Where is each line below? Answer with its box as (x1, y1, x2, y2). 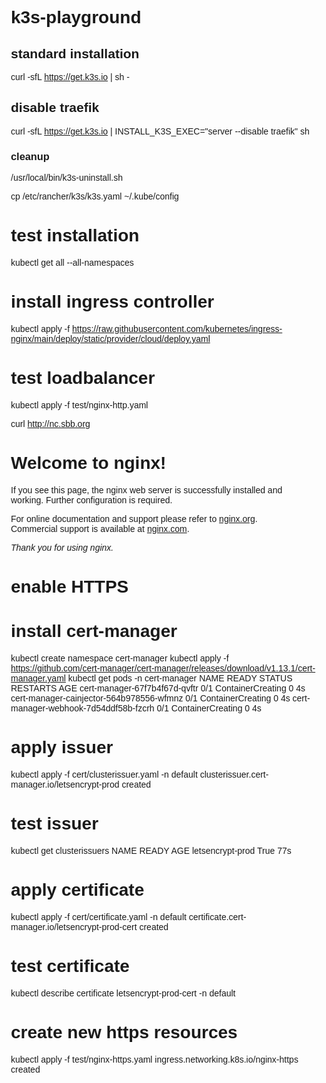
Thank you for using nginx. (10, 542, 114, 553)
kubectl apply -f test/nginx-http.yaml (10, 399, 149, 411)
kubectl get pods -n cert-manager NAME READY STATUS (67, 672, 293, 684)
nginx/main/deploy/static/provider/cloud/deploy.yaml (10, 333, 211, 344)
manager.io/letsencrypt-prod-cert (10, 921, 138, 932)
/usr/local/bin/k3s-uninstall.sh (10, 172, 123, 184)
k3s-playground (10, 7, 142, 28)
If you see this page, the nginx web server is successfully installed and (10, 484, 283, 496)
